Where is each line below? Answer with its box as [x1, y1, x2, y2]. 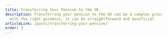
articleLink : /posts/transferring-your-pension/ [5, 21, 108, 26]
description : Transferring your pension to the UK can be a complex [5, 12, 150, 17]
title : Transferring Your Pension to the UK [5, 7, 99, 12]
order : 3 [5, 26, 23, 31]
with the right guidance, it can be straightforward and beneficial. [9, 16, 157, 21]
